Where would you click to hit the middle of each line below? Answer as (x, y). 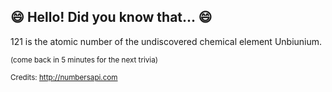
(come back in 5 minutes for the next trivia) (84, 60)
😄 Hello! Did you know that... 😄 (111, 17)
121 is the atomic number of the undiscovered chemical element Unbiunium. (166, 41)
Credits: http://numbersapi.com (64, 77)
